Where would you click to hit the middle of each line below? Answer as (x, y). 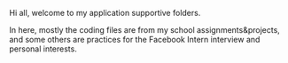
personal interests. (43, 49)
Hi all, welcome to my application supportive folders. (105, 13)
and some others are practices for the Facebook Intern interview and (135, 39)
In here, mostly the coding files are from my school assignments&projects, (145, 30)
